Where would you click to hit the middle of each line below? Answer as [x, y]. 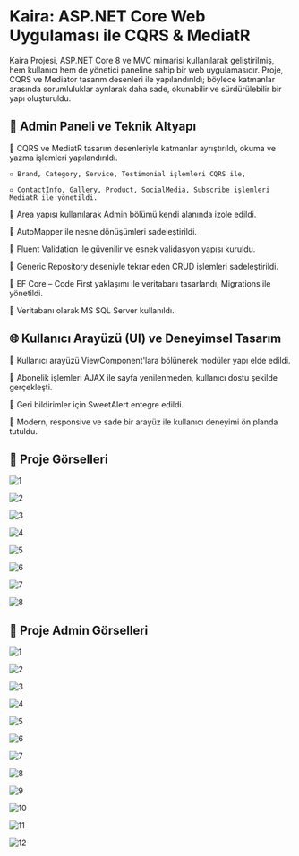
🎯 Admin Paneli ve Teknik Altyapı [103, 127]
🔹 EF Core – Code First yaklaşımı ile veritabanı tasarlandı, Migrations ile [140, 283]
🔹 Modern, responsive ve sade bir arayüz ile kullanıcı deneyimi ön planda [144, 422]
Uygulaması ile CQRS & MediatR [130, 35]
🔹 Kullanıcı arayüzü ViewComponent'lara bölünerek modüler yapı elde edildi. [150, 360]
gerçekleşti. [31, 387]
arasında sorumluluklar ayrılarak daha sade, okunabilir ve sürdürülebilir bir [145, 89]
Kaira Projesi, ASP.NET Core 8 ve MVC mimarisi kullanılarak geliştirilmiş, [142, 60]
